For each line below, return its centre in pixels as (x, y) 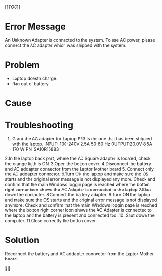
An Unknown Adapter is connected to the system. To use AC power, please (80, 40)
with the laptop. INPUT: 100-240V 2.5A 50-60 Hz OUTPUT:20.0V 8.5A (82, 144)
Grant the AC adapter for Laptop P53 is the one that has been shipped (82, 139)
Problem (22, 65)
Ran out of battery (30, 83)
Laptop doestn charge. (35, 78)
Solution (22, 240)
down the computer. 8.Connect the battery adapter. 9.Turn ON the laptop (78, 195)
